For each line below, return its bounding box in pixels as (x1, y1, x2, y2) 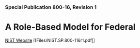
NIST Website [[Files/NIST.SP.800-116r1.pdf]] (5, 37, 95, 43)
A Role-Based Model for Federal (5, 22, 136, 33)
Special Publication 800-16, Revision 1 (5, 4, 97, 11)
